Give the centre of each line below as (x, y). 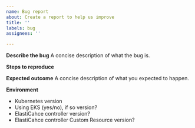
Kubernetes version (39, 101)
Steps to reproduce (30, 67)
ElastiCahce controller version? (52, 114)
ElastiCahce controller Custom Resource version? (75, 120)
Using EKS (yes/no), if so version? (56, 107)
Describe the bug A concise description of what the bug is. (78, 55)
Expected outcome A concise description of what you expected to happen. (98, 78)
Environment (22, 90)
